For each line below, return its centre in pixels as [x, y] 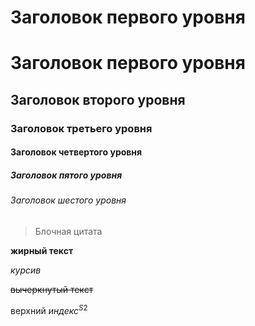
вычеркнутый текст [52, 289]
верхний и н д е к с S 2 [49, 309]
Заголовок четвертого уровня [76, 152]
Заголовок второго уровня [98, 99]
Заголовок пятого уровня [66, 175]
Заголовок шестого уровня [68, 200]
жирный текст [42, 250]
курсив [26, 270]
